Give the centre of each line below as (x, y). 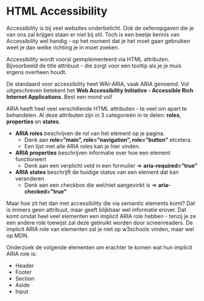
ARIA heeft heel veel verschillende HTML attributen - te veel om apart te (97, 108)
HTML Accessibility (57, 11)
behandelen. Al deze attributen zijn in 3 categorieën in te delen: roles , (94, 115)
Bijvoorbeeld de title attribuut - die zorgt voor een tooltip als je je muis (94, 66)
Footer (23, 272)
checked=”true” (45, 191)
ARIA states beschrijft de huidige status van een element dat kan (97, 172)
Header (25, 265)
